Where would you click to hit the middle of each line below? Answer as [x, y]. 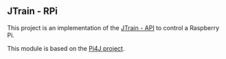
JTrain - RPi [33, 11]
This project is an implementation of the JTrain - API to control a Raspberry [113, 27]
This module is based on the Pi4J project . [66, 48]
